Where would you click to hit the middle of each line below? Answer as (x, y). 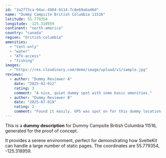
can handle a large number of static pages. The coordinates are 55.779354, (83, 146)
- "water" (20, 51)
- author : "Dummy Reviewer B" (41, 97)
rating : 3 (24, 88)
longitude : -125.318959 (30, 24)
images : (13, 65)
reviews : (14, 75)
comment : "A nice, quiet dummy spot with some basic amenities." (83, 93)
